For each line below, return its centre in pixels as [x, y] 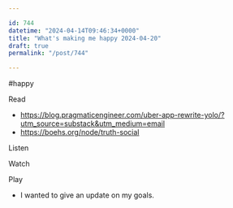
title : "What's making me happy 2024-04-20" [85, 38]
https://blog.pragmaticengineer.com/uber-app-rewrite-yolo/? [122, 115]
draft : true [28, 45]
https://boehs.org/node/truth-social [80, 132]
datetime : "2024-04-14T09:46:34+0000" [74, 30]
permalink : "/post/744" [49, 54]
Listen [19, 148]
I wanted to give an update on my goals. [87, 195]
